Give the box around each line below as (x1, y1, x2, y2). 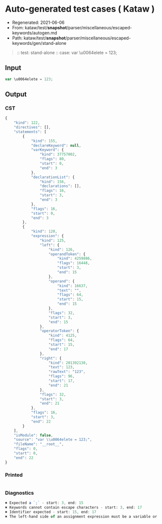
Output (5, 90, 27, 98)
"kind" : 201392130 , (48, 360, 88, 365)
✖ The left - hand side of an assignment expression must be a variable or (5, 514, 158, 519)
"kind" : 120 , (31, 229, 57, 234)
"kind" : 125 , (39, 238, 66, 243)
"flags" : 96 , (48, 374, 75, 379)
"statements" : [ (14, 129, 47, 134)
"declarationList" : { (31, 174, 75, 180)
